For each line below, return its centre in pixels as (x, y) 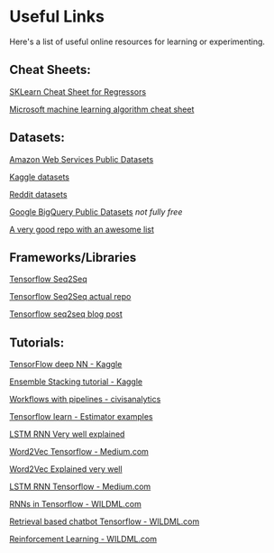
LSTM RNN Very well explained (67, 434)
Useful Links (57, 17)
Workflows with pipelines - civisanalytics (85, 400)
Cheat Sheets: (50, 70)
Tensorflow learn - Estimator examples (81, 417)
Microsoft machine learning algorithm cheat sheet (102, 109)
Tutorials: (37, 342)
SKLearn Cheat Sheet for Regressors (78, 91)
